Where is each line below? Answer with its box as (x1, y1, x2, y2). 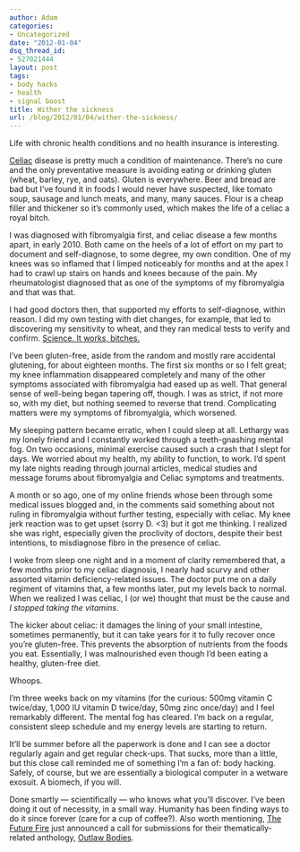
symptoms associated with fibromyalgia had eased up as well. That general (9, 378, 287, 390)
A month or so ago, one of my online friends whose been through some (9, 490, 273, 500)
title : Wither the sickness (9, 105, 115, 114)
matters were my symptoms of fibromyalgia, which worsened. (9, 407, 237, 418)
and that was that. (9, 287, 76, 298)
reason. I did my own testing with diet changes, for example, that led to (9, 314, 271, 325)
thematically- (223, 822, 273, 834)
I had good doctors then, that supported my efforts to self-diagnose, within (9, 304, 286, 315)
